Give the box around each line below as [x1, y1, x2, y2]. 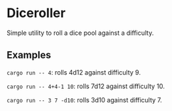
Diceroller [6, 5, 66, 21]
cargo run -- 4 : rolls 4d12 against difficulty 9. [6, 68, 141, 76]
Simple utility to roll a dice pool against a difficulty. [6, 28, 154, 37]
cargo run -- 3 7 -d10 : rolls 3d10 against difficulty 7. [6, 95, 163, 104]
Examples [6, 49, 51, 61]
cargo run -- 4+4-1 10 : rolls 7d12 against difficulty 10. [6, 82, 165, 90]
